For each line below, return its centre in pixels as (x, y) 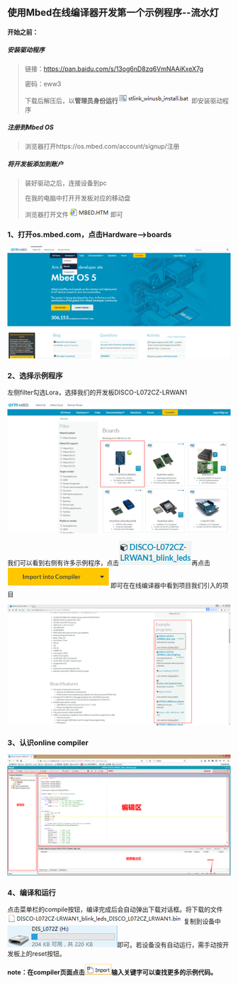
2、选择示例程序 (35, 375)
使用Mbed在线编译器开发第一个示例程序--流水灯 (113, 13)
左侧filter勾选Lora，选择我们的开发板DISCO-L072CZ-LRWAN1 (97, 392)
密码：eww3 (43, 84)
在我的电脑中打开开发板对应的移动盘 (78, 198)
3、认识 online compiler (48, 742)
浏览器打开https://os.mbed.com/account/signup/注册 (102, 146)
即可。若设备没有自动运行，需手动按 (170, 945)
